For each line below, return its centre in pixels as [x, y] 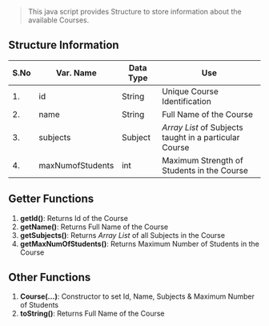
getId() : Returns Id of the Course [74, 218]
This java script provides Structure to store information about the [134, 12]
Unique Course [190, 91]
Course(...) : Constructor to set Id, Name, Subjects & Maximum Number [137, 296]
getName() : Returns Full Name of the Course [94, 227]
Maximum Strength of [203, 160]
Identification [187, 101]
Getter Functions [51, 199]
